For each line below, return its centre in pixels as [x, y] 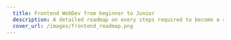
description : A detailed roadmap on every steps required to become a [116, 20]
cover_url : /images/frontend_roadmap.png [73, 26]
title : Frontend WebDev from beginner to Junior [84, 13]
